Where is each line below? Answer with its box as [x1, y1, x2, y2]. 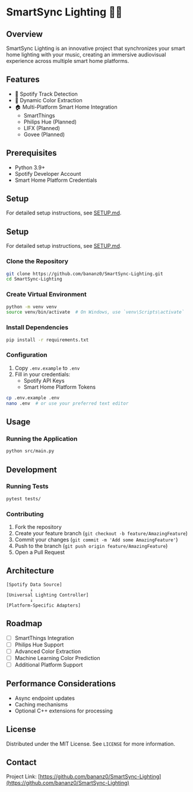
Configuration [6, 351, 48, 359]
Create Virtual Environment [6, 291, 87, 299]
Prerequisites [6, 148, 57, 158]
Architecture [6, 566, 55, 576]
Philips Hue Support [14, 641, 64, 648]
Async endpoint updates [14, 695, 75, 702]
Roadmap [6, 619, 43, 629]
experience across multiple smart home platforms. [6, 58, 129, 64]
